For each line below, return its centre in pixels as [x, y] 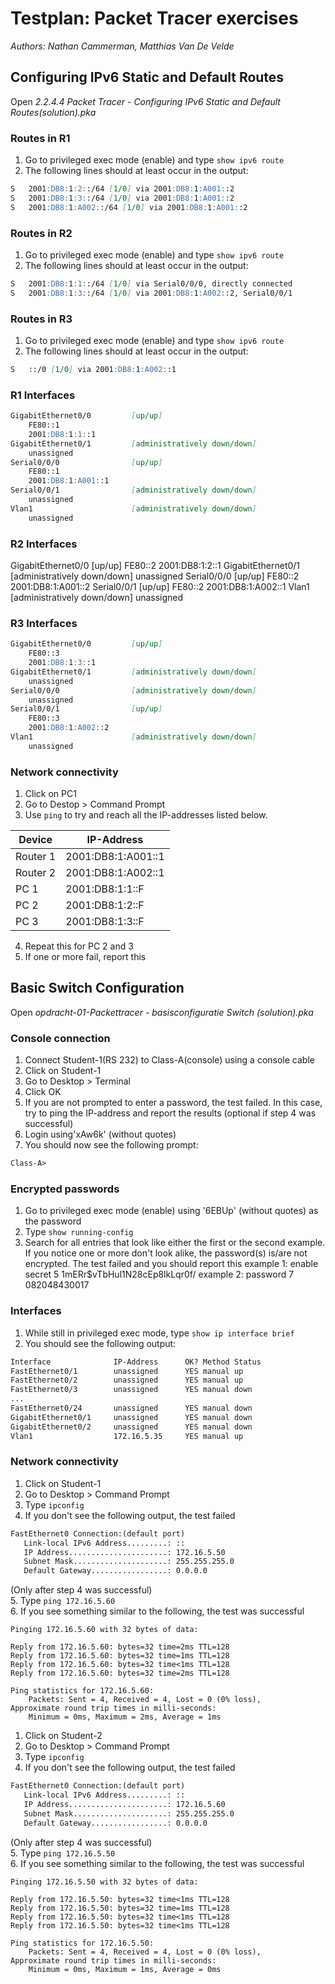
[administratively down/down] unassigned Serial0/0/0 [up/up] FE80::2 [155, 576]
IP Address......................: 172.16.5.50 [124, 1552]
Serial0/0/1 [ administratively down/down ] [133, 490]
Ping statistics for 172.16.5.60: [82, 1691]
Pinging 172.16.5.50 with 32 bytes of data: [104, 1882]
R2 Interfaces [44, 544]
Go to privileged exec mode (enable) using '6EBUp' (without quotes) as [171, 1211]
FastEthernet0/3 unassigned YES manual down [131, 1390]
